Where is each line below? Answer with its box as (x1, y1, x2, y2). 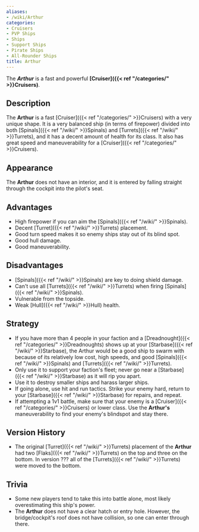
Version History (6, 427, 65, 437)
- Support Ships (6, 42, 46, 48)
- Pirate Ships (6, 48, 44, 53)
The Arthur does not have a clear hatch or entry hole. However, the (14, 508, 180, 515)
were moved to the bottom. (14, 462, 81, 470)
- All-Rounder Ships (6, 53, 58, 59)
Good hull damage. (14, 237, 62, 244)
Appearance (6, 163, 53, 173)
